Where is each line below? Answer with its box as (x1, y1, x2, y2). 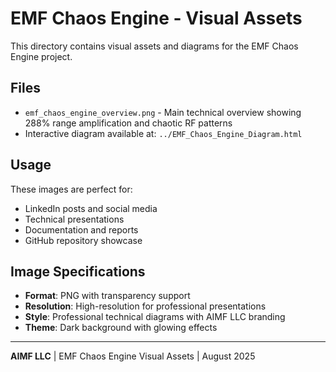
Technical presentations (24, 213, 125, 225)
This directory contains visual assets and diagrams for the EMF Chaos (10, 40, 299, 52)
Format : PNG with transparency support (24, 290, 191, 302)
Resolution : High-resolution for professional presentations (24, 300, 267, 312)
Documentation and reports (24, 223, 139, 236)
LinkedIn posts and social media (24, 202, 158, 214)
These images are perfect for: (10, 183, 133, 195)
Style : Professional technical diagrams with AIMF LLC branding (24, 311, 286, 323)
